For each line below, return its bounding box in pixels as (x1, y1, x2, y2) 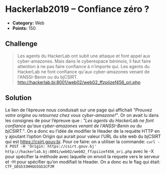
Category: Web (12, 20, 45, 26)
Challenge (5, 40, 38, 48)
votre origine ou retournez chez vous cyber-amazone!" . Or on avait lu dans (5, 112, 159, 118)
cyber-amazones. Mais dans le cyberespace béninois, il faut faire (17, 58, 152, 64)
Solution (5, 93, 32, 102)
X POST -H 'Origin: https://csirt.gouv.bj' (5, 144, 97, 149)
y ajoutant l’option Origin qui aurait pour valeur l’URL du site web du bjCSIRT (5, 133, 162, 139)
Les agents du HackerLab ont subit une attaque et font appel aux (17, 53, 151, 59)
